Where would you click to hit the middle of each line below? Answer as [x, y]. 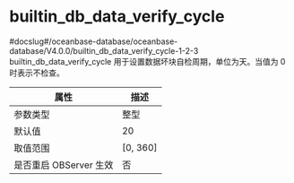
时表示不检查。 [37, 73]
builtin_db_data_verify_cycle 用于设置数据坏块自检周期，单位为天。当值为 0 [147, 61]
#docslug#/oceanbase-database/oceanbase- [94, 41]
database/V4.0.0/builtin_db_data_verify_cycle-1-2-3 [104, 50]
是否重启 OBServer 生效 [64, 165]
